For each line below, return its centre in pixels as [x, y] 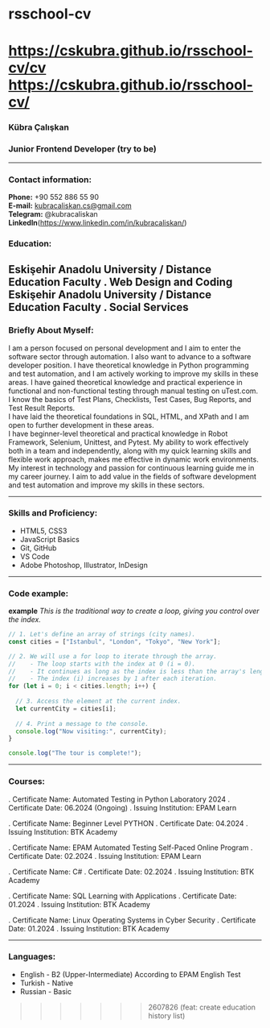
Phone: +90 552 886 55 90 [53, 197]
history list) [167, 1015]
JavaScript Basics [50, 539]
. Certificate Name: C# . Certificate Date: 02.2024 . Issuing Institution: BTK [131, 872]
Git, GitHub [38, 548]
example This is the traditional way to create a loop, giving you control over [134, 611]
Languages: [32, 957]
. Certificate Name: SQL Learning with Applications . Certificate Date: [123, 896]
